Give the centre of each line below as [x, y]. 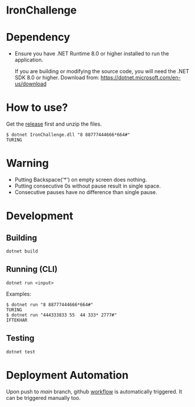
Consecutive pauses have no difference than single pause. [86, 192]
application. [29, 60]
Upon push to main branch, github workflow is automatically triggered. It [94, 391]
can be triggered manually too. [43, 398]
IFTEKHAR [17, 320]
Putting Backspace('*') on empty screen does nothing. [81, 180]
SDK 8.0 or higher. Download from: [57, 78]
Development [40, 216]
